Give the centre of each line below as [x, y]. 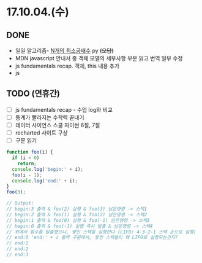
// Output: [20, 203]
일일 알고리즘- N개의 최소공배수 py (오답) [65, 50]
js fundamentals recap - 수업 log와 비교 [64, 109]
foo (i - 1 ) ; [27, 175]
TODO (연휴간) [33, 94]
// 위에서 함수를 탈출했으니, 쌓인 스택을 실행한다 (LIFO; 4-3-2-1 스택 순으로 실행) [101, 232]
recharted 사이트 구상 [42, 133]
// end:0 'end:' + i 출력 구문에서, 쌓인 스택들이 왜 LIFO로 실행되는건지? [92, 237]
